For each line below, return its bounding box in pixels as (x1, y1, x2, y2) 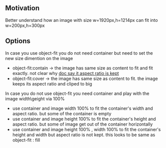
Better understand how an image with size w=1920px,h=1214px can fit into (5, 17, 158, 23)
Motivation (5, 4, 40, 12)
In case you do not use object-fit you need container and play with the (5, 90, 150, 96)
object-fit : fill (12, 137, 40, 143)
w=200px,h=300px (5, 22, 45, 28)
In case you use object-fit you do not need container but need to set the (5, 50, 153, 56)
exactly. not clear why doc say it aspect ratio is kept (12, 70, 119, 76)
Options (5, 37, 31, 45)
